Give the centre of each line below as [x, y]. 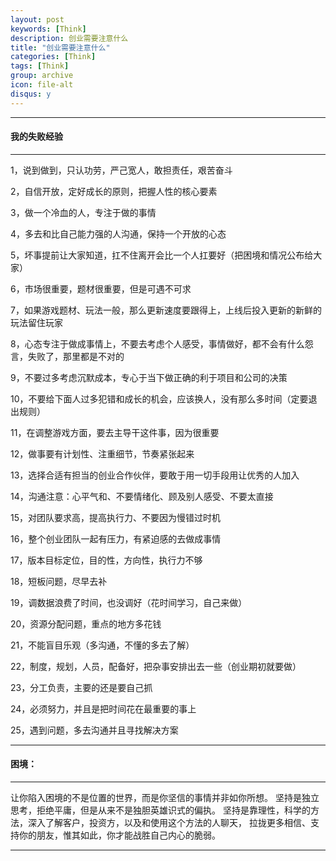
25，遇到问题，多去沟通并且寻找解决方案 [94, 730]
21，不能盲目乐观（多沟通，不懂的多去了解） [102, 645]
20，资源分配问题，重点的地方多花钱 [86, 623]
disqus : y [31, 94]
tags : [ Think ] [40, 66]
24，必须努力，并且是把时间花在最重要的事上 [103, 708]
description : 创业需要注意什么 [69, 38]
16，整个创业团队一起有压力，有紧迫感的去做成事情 [116, 538]
